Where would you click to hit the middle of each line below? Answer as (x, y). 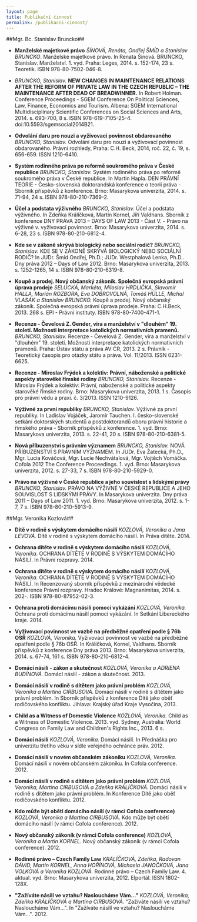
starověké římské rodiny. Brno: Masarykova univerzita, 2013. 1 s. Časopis (103, 392)
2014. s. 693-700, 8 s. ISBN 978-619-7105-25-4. (73, 118)
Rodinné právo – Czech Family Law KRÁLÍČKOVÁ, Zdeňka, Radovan (98, 859)
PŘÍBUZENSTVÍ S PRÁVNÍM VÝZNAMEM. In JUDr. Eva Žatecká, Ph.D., (99, 452)
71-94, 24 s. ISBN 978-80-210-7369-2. (61, 197)
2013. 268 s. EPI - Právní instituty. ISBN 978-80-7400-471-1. (87, 313)
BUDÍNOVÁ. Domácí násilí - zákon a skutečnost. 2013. (80, 674)
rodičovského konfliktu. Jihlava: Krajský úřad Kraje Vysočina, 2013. (96, 704)
